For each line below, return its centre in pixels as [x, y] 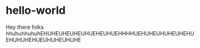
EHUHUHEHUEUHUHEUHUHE [43, 40]
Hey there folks [25, 27]
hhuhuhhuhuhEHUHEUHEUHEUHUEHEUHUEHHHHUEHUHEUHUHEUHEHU [100, 33]
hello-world [36, 10]
